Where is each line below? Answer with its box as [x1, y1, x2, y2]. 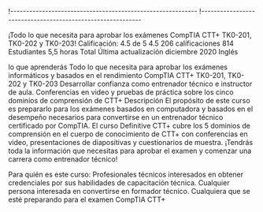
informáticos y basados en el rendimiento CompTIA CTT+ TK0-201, [8, 71, 226, 80]
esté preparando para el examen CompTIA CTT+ [8, 195, 166, 204]
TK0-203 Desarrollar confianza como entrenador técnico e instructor [28, 79, 253, 88]
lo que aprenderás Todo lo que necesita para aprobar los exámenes [8, 62, 228, 72]
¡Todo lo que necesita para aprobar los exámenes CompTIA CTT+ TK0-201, [8, 31, 252, 39]
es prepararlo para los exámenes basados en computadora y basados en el [8, 104, 254, 113]
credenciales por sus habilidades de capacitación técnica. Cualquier [8, 178, 230, 188]
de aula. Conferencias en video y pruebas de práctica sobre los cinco [8, 87, 234, 97]
